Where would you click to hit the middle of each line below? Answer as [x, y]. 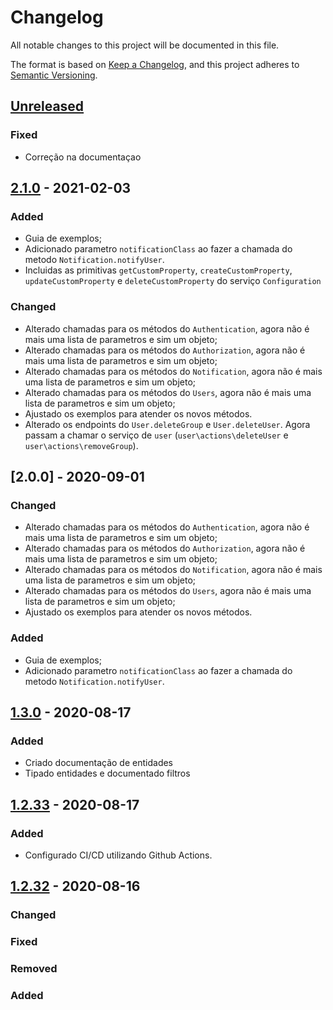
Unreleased [47, 106]
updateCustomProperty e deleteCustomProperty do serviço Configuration [173, 281]
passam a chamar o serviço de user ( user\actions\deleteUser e [156, 435]
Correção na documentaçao [83, 157]
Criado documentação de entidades [98, 763]
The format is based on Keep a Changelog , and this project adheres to [155, 64]
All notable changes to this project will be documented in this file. [145, 45]
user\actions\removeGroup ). [81, 445]
